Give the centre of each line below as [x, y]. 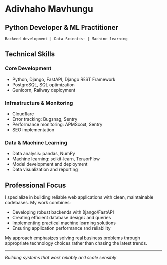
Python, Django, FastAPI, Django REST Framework [64, 79]
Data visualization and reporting [45, 169]
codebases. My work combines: [38, 203]
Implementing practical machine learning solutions [64, 223]
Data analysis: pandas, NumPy [44, 154]
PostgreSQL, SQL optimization [43, 85]
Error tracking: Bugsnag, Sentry [45, 119]
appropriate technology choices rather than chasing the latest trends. [76, 243]
